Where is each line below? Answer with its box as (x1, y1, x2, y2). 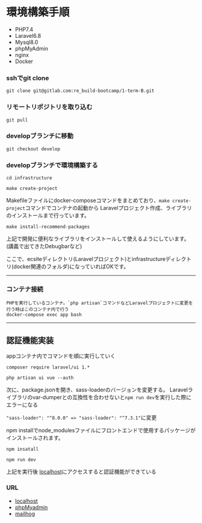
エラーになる (6, 401, 38, 409)
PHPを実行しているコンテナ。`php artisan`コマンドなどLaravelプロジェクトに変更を (6, 300, 194, 307)
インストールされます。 (6, 434, 64, 442)
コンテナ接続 (6, 285, 44, 293)
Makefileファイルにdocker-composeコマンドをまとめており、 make (6, 197, 170, 204)
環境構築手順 (6, 5, 70, 19)
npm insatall (6, 446, 39, 453)
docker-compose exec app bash (6, 312, 82, 318)
